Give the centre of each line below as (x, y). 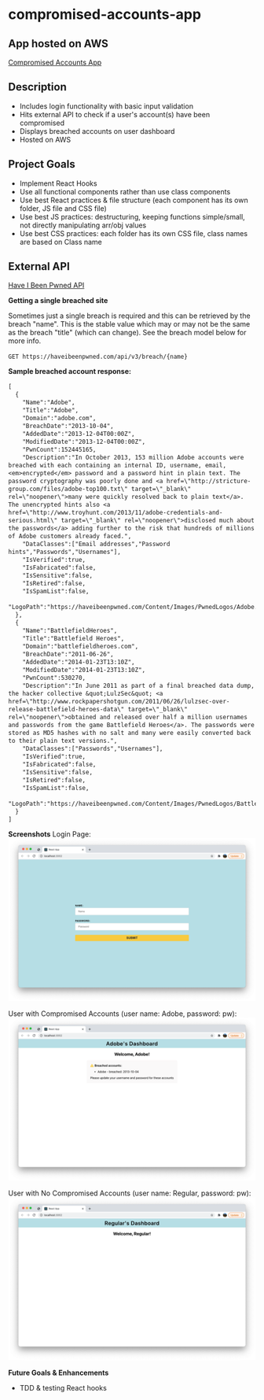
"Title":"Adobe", (51, 411)
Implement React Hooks (58, 183)
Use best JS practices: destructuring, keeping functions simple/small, (132, 216)
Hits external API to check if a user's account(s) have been (115, 114)
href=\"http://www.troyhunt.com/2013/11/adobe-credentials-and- (115, 513)
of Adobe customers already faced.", (70, 537)
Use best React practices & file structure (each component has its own (134, 200)
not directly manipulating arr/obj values (83, 225)
